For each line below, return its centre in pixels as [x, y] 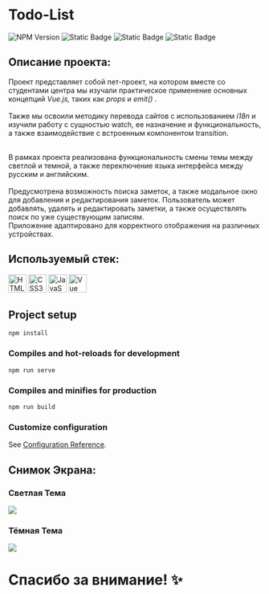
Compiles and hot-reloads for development [94, 354]
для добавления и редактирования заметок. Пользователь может [122, 199]
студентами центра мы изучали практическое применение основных [128, 90]
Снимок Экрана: [52, 470]
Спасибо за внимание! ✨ [96, 580]
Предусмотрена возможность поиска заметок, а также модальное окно [133, 191]
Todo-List [41, 15]
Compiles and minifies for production [82, 390]
